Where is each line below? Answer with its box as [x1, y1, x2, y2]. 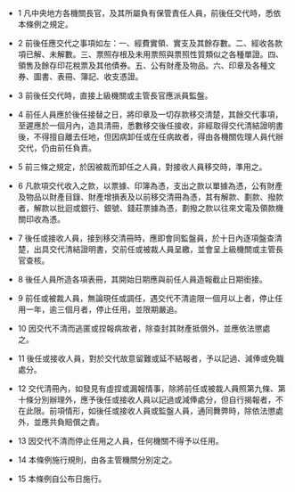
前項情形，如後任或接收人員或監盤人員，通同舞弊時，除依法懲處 [48, 406, 283, 416]
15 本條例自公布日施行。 [17, 473, 107, 484]
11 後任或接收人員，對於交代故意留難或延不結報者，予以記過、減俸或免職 [17, 353, 285, 364]
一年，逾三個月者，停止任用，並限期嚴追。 [25, 304, 183, 315]
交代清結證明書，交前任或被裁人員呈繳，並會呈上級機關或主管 [48, 244, 276, 254]
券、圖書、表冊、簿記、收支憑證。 [17, 71, 143, 82]
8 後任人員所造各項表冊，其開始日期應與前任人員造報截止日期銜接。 [17, 275, 267, 284]
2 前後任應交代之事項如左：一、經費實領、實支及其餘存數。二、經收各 [17, 38, 275, 48]
